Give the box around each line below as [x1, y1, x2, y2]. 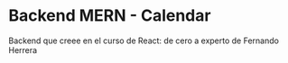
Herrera [8, 44, 38, 55]
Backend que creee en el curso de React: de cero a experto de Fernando [8, 35, 279, 46]
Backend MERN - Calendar [8, 5, 211, 26]
